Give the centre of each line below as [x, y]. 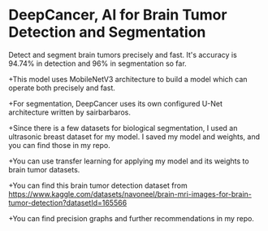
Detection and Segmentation [107, 32]
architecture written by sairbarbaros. [70, 112]
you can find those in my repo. [60, 145]
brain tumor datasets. [44, 169]
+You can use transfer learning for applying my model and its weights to [129, 161]
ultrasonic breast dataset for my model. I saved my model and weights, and [134, 137]
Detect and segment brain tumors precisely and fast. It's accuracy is [123, 54]
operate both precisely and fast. [62, 88]
